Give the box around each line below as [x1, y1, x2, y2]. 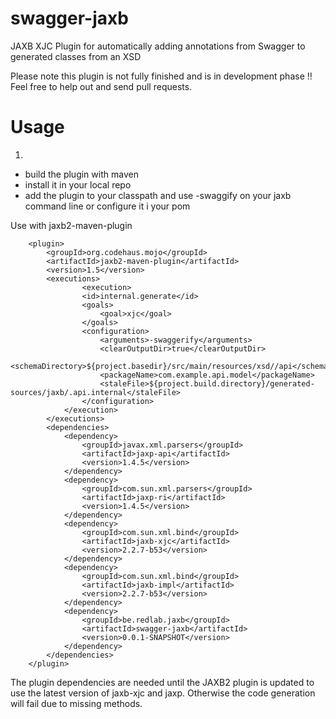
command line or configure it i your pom [24, 200, 191, 212]
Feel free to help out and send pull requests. [10, 80, 193, 92]
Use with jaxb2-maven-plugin [10, 219, 133, 231]
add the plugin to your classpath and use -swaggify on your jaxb [24, 189, 292, 201]
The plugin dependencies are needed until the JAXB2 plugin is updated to [10, 676, 315, 688]
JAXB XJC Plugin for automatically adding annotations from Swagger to [10, 40, 306, 52]
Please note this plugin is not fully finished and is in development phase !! [10, 70, 313, 82]
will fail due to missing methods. [10, 697, 143, 709]
